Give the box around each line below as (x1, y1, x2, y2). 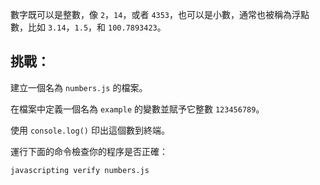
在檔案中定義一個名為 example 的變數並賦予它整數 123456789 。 (10, 103, 265, 115)
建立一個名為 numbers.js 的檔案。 (10, 81, 148, 93)
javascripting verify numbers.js (10, 165, 150, 175)
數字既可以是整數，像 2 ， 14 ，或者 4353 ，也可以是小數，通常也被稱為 (10, 9, 293, 20)
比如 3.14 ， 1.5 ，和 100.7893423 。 (27, 21, 167, 33)
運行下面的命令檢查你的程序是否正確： (10, 145, 168, 157)
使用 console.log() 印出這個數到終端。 (10, 124, 170, 136)
